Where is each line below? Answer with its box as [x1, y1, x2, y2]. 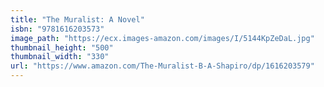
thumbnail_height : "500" [10, 42, 114, 53]
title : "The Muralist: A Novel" [10, 14, 145, 25]
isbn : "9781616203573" [10, 24, 105, 34]
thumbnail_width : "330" [10, 52, 110, 62]
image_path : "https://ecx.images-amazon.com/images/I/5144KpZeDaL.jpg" [10, 33, 315, 43]
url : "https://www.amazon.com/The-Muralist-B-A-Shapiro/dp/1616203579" [10, 61, 315, 71]
